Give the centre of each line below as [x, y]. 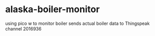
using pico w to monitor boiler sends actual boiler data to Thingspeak [77, 23]
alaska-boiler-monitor [52, 9]
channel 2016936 [23, 28]
